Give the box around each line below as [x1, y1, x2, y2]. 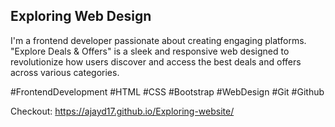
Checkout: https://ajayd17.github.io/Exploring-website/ [10, 105, 235, 117]
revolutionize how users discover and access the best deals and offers [10, 55, 302, 68]
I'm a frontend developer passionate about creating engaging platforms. [10, 34, 307, 46]
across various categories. [10, 66, 120, 78]
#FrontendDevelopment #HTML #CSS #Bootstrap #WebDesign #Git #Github [10, 85, 325, 98]
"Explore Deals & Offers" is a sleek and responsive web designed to [10, 45, 290, 57]
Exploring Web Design [10, 8, 152, 25]
